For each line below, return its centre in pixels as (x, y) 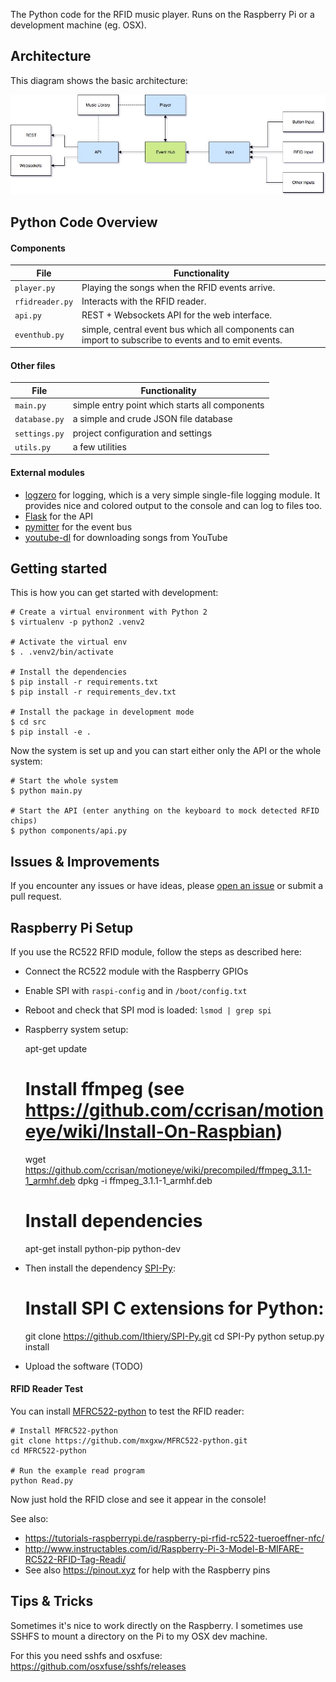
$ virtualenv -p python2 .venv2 (77, 622)
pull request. (36, 896)
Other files (33, 365)
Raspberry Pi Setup (72, 927)
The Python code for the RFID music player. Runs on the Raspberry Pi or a (162, 14)
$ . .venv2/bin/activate (62, 652)
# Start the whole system (64, 781)
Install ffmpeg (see (104, 1089)
